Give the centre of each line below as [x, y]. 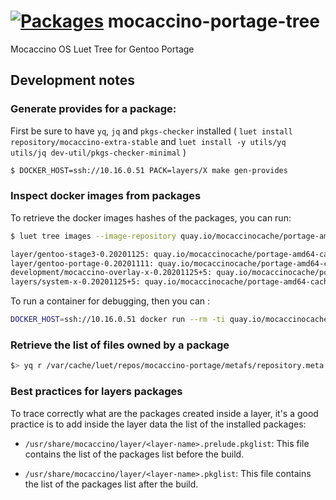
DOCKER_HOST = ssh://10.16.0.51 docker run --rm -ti [118, 320]
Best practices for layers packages [96, 392]
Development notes [72, 80]
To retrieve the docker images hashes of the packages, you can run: [151, 217]
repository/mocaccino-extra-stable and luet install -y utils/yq [148, 141]
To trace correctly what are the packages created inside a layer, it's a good [164, 413]
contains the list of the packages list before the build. [134, 454]
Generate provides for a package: [93, 109]
